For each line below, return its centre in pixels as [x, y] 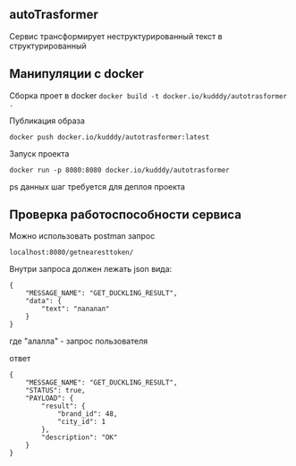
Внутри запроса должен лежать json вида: [91, 269]
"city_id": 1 [81, 422]
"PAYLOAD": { [50, 398]
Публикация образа [47, 121]
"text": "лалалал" [76, 309]
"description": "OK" [80, 437]
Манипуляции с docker [77, 74]
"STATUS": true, [56, 391]
